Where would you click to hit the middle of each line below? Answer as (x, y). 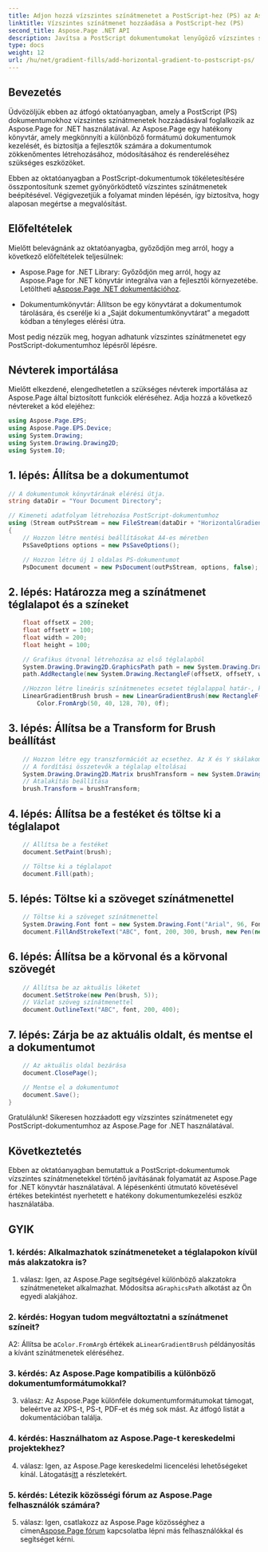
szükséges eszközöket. (47, 162)
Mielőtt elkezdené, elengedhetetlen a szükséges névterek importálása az (128, 389)
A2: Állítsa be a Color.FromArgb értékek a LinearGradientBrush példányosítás (132, 1345)
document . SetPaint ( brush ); (67, 852)
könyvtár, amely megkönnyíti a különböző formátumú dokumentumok (122, 137)
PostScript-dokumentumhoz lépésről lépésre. (83, 345)
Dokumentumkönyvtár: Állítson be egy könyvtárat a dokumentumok (130, 304)
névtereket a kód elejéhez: (52, 406)
